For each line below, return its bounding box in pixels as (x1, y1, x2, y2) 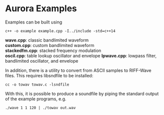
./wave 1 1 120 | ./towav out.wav (5, 105, 76, 110)
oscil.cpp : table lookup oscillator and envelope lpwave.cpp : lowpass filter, (5, 52, 157, 59)
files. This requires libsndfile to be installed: (5, 72, 94, 78)
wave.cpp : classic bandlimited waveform (5, 37, 89, 43)
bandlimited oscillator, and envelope (5, 58, 79, 64)
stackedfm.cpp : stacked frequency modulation (5, 47, 101, 53)
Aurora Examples (5, 3, 77, 14)
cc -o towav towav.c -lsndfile (5, 82, 69, 87)
